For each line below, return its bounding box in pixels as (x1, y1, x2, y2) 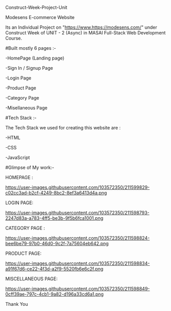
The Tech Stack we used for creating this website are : (5, 125, 121, 130)
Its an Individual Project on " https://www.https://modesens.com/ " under (5, 24, 158, 30)
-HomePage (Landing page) (5, 55, 65, 61)
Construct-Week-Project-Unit (5, 5, 68, 10)
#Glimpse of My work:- (5, 164, 54, 170)
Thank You (5, 301, 28, 307)
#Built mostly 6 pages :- (5, 45, 56, 51)
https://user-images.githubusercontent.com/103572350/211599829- (5, 184, 150, 190)
